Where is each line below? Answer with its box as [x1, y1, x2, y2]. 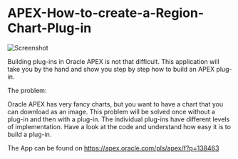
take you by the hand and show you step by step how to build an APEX [7, 65, 215, 73]
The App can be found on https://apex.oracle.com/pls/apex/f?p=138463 [7, 143, 219, 152]
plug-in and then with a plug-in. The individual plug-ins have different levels [7, 115, 230, 124]
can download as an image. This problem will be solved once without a [7, 107, 216, 116]
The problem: [7, 86, 47, 94]
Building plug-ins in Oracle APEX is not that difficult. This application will [7, 57, 219, 65]
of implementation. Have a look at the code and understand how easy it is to [7, 122, 232, 131]
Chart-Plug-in [7, 20, 92, 36]
